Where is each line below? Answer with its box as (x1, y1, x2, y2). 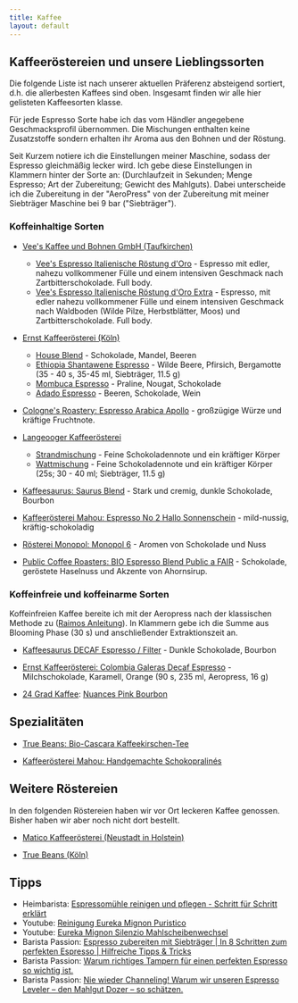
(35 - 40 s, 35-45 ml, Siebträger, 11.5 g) (35, 368, 181, 380)
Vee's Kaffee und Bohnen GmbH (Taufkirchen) (21, 240, 194, 251)
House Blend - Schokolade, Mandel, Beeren (35, 349, 197, 360)
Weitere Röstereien (9, 782, 119, 797)
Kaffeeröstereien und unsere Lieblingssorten (9, 54, 265, 70)
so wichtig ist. (21, 965, 74, 976)
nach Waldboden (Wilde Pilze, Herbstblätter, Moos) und (35, 305, 241, 316)
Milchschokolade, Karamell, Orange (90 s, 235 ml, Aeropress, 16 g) (21, 671, 269, 681)
